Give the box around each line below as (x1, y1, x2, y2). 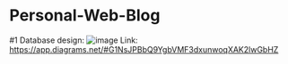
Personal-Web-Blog (9, 5, 161, 26)
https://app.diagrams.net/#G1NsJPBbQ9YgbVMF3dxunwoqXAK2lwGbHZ (9, 44, 279, 54)
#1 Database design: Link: (9, 35, 138, 45)
